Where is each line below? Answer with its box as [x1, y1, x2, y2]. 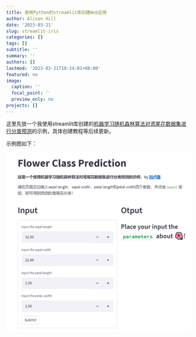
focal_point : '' [11, 90, 51, 96]
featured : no [6, 71, 38, 78]
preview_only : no [11, 96, 54, 102]
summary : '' [6, 53, 35, 59]
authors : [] [6, 59, 35, 65]
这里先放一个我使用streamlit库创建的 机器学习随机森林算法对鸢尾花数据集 [6, 120, 181, 127]
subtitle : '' [6, 47, 38, 53]
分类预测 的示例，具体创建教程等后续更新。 [11, 127, 114, 135]
